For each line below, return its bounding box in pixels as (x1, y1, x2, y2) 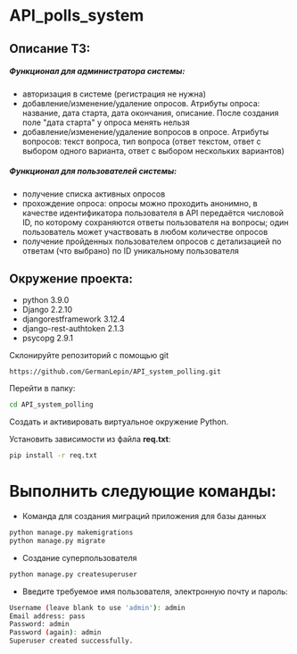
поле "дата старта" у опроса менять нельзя (21, 117, 190, 128)
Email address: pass (9, 611, 87, 621)
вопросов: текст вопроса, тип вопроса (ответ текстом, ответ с (21, 136, 261, 147)
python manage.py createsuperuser (9, 569, 138, 579)
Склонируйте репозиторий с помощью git (9, 350, 169, 361)
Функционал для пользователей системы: (9, 166, 177, 177)
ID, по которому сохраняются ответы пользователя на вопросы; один (21, 216, 289, 228)
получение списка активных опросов (21, 189, 166, 199)
